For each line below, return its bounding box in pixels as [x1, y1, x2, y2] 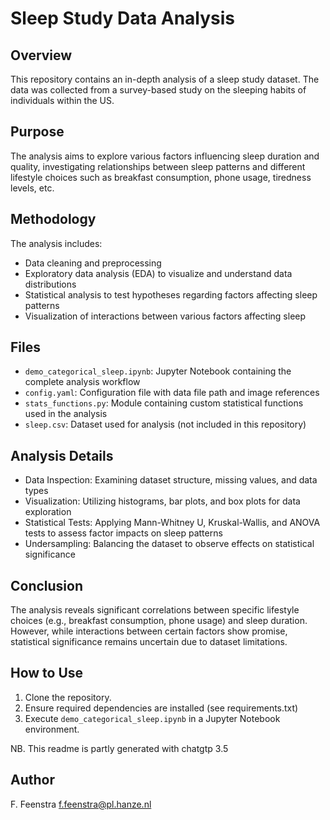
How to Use [10, 665, 84, 682]
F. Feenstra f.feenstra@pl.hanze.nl [10, 798, 152, 810]
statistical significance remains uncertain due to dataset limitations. [10, 636, 288, 648]
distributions [24, 278, 77, 290]
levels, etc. [10, 182, 55, 194]
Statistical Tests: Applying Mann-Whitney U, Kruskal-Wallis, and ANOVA [24, 517, 321, 529]
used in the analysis [24, 408, 108, 420]
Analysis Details [10, 447, 114, 464]
